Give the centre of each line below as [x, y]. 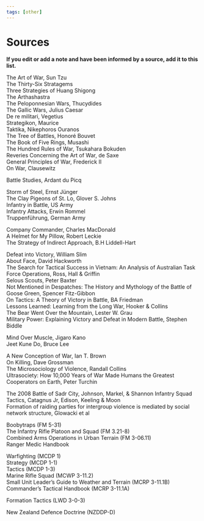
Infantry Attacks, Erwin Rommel [46, 211]
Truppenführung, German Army [46, 218]
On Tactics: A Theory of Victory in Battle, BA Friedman [75, 300]
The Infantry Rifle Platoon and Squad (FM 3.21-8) [68, 431]
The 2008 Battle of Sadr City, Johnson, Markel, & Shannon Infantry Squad [99, 393]
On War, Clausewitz [31, 168]
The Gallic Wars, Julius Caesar [45, 110]
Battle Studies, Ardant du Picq [44, 180]
